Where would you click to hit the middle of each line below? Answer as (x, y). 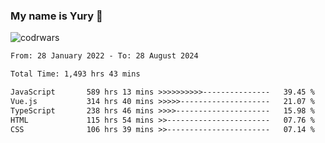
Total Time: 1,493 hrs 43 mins (75, 74)
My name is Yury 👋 (56, 16)
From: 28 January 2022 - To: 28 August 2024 (104, 56)
